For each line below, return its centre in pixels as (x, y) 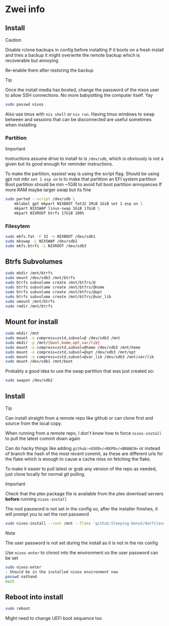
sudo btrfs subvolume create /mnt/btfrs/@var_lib (58, 297)
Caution (13, 40)
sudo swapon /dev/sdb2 (29, 380)
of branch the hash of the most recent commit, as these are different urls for (84, 454)
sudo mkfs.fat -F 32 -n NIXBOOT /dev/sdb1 (50, 236)
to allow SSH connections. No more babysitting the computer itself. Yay (79, 95)
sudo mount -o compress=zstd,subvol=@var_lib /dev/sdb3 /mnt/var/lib (80, 357)
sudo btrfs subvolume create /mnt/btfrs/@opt (54, 292)
